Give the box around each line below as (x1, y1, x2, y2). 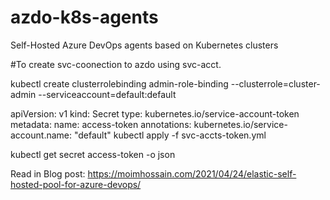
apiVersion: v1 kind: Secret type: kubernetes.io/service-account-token (10, 107, 300, 120)
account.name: (10, 129, 73, 141)
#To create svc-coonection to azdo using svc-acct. (10, 58, 222, 70)
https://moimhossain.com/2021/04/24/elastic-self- (87, 167, 297, 180)
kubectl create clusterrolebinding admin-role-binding (10, 77, 229, 90)
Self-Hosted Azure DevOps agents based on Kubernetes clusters (10, 39, 279, 51)
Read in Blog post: (10, 167, 86, 180)
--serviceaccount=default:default (38, 88, 177, 100)
